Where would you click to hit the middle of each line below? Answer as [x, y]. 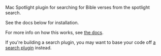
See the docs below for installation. [42, 23]
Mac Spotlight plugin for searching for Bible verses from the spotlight [77, 7]
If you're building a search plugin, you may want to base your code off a [80, 42]
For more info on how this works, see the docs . [55, 32]
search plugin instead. [28, 48]
